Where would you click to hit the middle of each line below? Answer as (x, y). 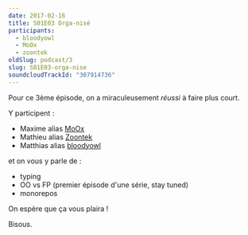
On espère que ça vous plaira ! (58, 209)
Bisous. (21, 224)
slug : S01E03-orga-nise (48, 68)
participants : (32, 30)
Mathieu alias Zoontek (56, 137)
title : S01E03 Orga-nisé (49, 23)
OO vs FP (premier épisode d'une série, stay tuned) (104, 185)
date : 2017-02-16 (37, 16)
